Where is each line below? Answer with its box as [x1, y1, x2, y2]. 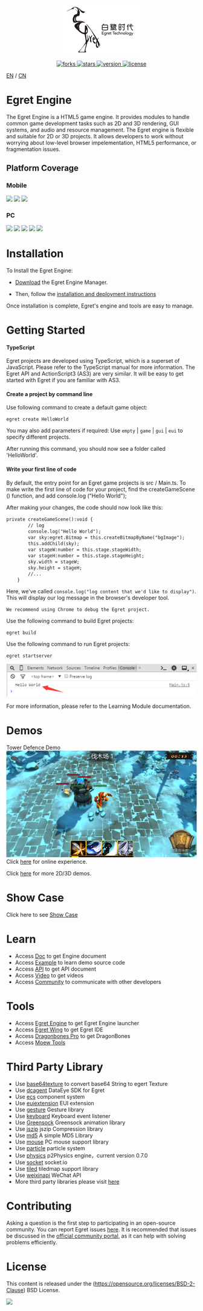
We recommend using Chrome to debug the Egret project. [6, 606, 150, 613]
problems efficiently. [6, 1238, 57, 1245]
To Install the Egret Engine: [6, 266, 73, 274]
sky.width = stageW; [28, 559, 80, 565]
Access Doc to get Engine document [14, 952, 107, 960]
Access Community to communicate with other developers [14, 978, 161, 985]
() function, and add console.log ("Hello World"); [6, 492, 127, 499]
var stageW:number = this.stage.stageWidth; [28, 547, 142, 553]
